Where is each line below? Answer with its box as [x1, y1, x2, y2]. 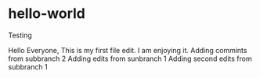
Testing [8, 30, 33, 40]
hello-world [8, 5, 86, 23]
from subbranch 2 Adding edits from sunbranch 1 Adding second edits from [8, 54, 252, 63]
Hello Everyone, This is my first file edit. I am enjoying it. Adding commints [8, 45, 247, 55]
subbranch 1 [8, 62, 49, 71]
